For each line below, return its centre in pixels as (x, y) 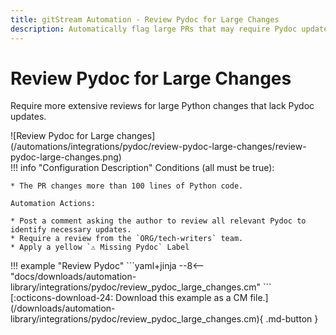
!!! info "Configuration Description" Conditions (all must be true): (142, 168)
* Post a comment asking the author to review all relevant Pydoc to (158, 221)
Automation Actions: (53, 204)
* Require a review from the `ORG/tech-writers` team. (127, 239)
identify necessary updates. (71, 230)
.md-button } (292, 319)
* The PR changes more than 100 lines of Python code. (127, 186)
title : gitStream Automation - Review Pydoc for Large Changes (145, 19)
